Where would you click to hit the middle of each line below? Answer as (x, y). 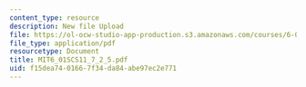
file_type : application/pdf (63, 43)
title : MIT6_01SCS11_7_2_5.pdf (69, 60)
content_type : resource (55, 18)
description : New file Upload (67, 26)
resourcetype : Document (55, 52)
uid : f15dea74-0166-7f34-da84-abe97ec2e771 (93, 69)
